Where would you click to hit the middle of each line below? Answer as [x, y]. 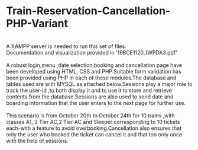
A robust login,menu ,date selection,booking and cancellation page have [94, 65]
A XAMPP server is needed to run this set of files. [66, 46]
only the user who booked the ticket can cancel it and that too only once [94, 134]
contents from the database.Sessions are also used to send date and [90, 97]
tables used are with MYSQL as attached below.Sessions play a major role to [99, 84]
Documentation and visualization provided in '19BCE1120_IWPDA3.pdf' [92, 52]
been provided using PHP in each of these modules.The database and [91, 78]
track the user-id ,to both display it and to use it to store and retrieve [89, 90]
